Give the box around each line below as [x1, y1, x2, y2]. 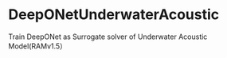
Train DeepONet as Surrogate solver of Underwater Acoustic [8, 32, 208, 41]
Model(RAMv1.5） [8, 41, 68, 51]
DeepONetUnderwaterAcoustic [8, 6, 220, 24]
